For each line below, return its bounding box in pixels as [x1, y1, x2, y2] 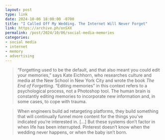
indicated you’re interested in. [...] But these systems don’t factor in [17, 119, 156, 125]
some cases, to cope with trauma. [17, 99, 87, 105]
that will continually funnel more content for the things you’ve [17, 114, 143, 120]
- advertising [5, 53, 35, 59]
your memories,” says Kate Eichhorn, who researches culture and [17, 72, 152, 78]
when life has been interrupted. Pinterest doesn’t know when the [17, 124, 150, 130]
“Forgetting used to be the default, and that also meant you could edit [17, 67, 160, 73]
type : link [5, 12, 28, 17]
